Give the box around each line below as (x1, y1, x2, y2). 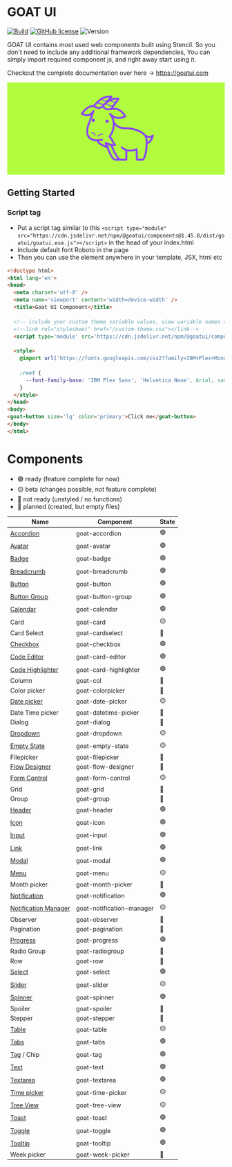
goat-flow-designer (75, 763, 135, 771)
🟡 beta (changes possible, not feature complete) (17, 485, 157, 493)
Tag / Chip (10, 1051, 40, 1059)
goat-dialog (75, 718, 110, 727)
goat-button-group (75, 593, 133, 601)
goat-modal (75, 856, 110, 864)
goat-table (75, 1025, 107, 1033)
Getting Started (7, 187, 75, 199)
